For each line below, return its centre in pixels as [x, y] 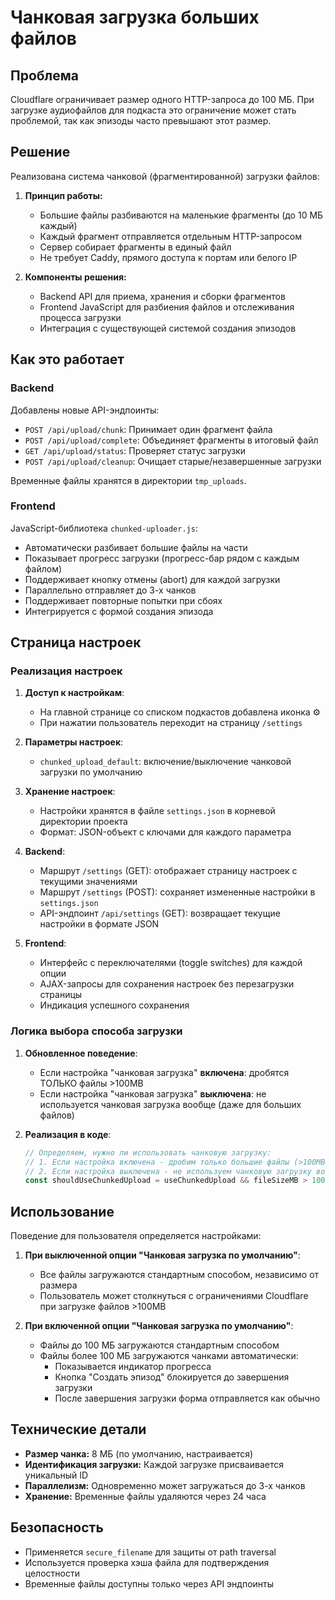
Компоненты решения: [75, 277]
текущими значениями [88, 882]
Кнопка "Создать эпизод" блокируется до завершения [172, 1377]
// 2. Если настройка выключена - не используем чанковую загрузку [168, 1171]
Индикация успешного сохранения [114, 1005]
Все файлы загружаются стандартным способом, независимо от [179, 1275]
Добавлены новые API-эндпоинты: [85, 410]
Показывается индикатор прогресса [133, 1367]
